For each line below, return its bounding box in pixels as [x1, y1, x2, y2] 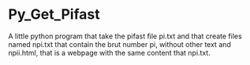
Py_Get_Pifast [8, 5, 100, 23]
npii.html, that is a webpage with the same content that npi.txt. [8, 48, 211, 57]
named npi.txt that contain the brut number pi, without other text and [8, 39, 231, 49]
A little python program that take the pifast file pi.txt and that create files [8, 31, 242, 41]
